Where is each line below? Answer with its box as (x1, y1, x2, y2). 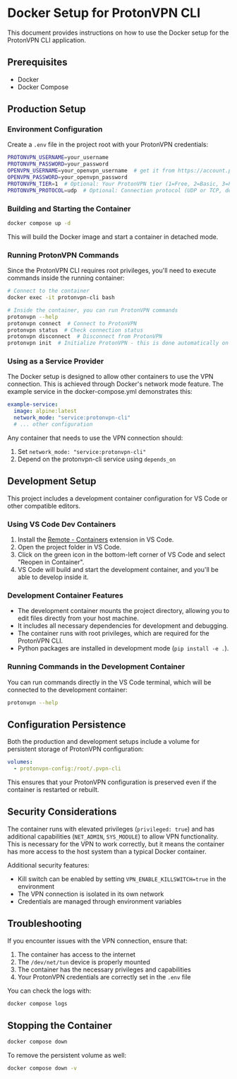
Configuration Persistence (7, 718, 126, 730)
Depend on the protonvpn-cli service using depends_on (17, 455, 176, 463)
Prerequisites (7, 57, 68, 69)
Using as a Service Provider (7, 356, 104, 366)
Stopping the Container (7, 1020, 113, 1032)
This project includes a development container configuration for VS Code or (7, 494, 228, 503)
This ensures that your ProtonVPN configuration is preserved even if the (7, 778, 217, 786)
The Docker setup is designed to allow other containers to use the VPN (7, 373, 214, 381)
